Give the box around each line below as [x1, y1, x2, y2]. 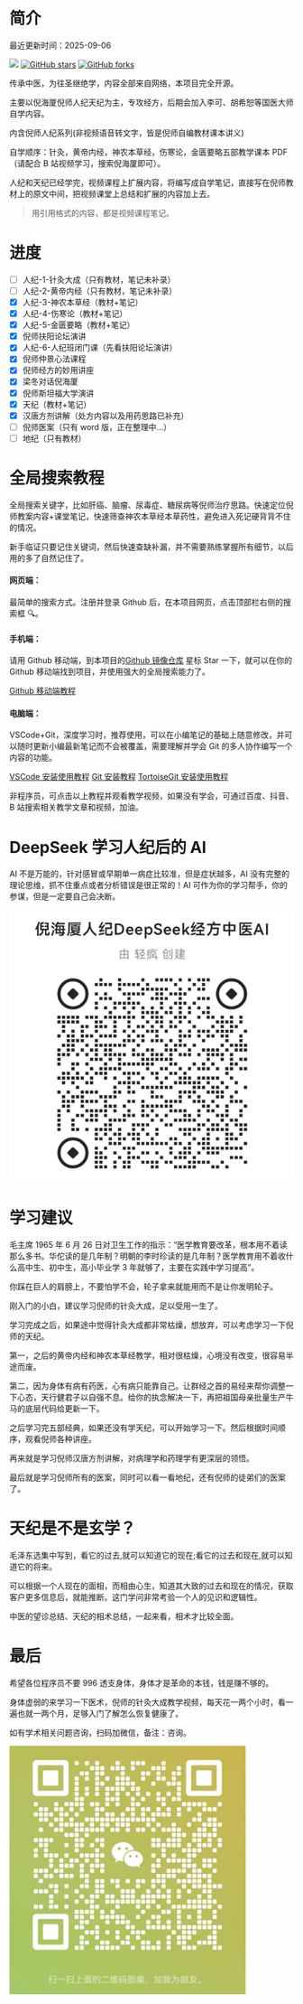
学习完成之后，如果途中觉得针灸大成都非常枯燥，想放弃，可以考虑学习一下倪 [9, 1319, 294, 1330]
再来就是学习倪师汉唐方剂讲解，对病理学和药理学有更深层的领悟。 [9, 1452, 254, 1464]
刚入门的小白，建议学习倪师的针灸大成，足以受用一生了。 [9, 1300, 223, 1311]
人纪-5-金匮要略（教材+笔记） [22, 320, 135, 331]
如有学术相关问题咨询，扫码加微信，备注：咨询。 [9, 1727, 191, 1737]
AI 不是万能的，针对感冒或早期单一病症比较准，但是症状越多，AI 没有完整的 [9, 868, 290, 879]
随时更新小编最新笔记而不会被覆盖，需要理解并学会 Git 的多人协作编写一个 [16, 741, 293, 752]
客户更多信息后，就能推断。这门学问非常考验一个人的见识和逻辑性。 [9, 1591, 262, 1602]
